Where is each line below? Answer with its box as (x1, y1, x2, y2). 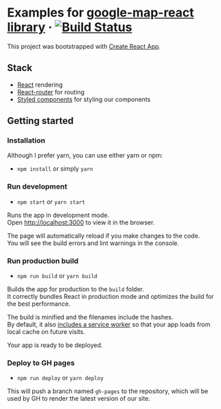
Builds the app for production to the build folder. (7, 285, 145, 293)
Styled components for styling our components (16, 95, 151, 103)
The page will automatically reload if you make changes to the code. (7, 231, 200, 240)
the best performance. (7, 300, 71, 308)
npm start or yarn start (16, 198, 86, 206)
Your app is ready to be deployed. (7, 341, 103, 349)
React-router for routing (16, 87, 84, 96)
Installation (7, 136, 46, 145)
